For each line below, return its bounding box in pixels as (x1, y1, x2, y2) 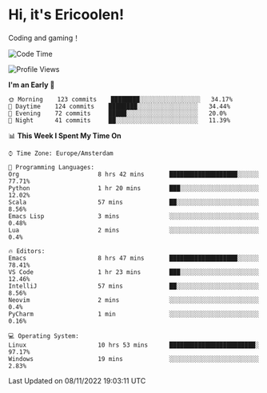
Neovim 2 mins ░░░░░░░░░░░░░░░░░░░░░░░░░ (8, 296, 260, 304)
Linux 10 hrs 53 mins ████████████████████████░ (8, 341, 260, 349)
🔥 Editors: (8, 247, 46, 255)
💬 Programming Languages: (8, 163, 94, 171)
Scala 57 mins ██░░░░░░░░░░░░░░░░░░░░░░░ (8, 198, 260, 206)
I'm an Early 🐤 (8, 80, 55, 89)
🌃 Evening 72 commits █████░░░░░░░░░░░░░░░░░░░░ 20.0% (8, 109, 227, 117)
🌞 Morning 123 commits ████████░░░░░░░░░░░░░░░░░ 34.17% (8, 95, 233, 103)
